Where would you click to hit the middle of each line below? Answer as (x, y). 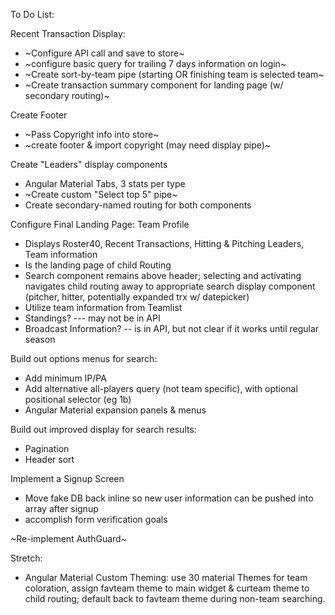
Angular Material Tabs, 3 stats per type (105, 183)
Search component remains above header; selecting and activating (163, 275)
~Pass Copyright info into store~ (92, 134)
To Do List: (32, 14)
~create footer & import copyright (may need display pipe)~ (148, 145)
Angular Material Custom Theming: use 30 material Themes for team (166, 577)
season (40, 339)
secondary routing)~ (67, 95)
